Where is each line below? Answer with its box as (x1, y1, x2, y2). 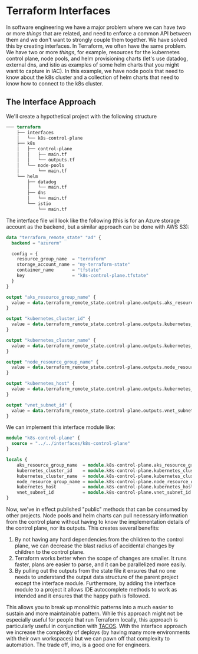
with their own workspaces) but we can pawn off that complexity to (6, 635, 170, 642)
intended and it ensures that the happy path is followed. (14, 592, 150, 599)
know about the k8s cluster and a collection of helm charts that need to (6, 74, 180, 81)
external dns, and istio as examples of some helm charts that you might (6, 61, 180, 68)
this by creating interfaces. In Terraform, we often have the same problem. (6, 42, 187, 49)
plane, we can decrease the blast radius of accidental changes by (14, 542, 175, 549)
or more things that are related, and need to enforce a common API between (6, 29, 192, 37)
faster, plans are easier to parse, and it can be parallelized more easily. (14, 561, 187, 568)
